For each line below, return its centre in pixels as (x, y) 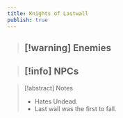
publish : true (28, 20)
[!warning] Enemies (67, 48)
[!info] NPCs (51, 71)
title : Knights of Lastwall (48, 13)
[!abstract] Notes (49, 88)
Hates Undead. (56, 101)
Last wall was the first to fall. (75, 108)
